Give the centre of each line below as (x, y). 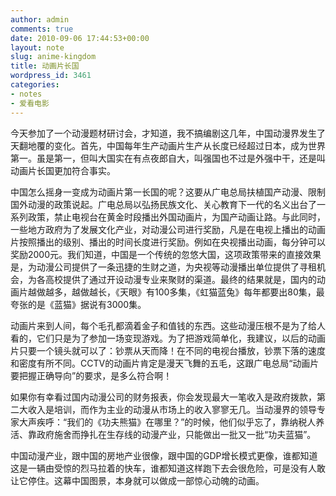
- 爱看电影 (30, 103)
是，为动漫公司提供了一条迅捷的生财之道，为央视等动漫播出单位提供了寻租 (163, 267)
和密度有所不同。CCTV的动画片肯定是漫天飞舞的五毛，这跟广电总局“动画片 (165, 363)
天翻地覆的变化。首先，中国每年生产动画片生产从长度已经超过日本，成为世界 (168, 145)
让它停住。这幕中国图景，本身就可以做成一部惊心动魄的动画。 (137, 480)
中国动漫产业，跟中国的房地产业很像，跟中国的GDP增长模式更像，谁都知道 (164, 455)
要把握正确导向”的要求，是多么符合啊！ (91, 375)
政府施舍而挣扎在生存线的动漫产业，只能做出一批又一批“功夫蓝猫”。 (176, 434)
